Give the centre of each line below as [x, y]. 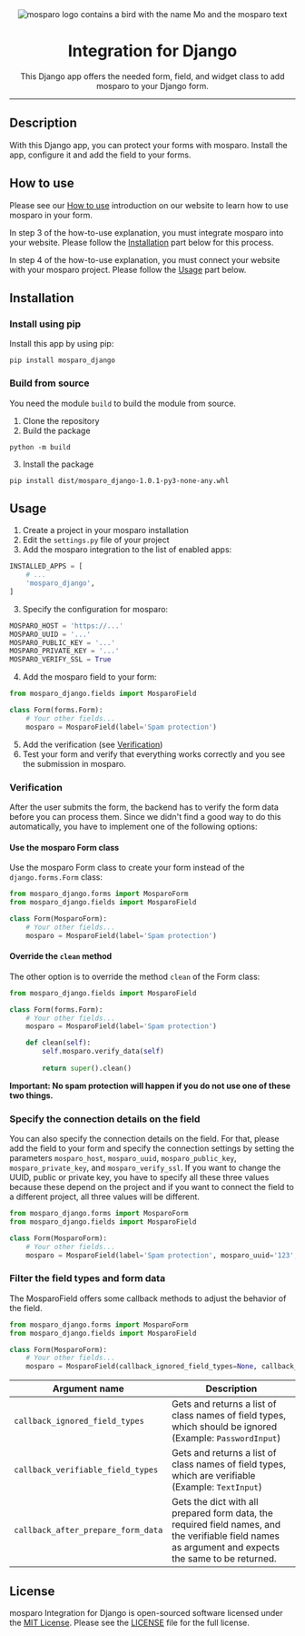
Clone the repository [61, 420]
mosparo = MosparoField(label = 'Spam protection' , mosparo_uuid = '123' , [162, 1255]
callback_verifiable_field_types [86, 1470]
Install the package [58, 464]
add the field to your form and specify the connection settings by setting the [152, 1148]
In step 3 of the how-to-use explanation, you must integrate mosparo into [147, 232]
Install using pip [45, 324]
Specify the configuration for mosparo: [95, 609]
